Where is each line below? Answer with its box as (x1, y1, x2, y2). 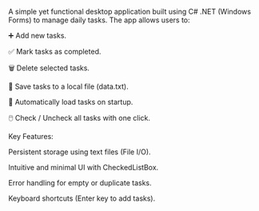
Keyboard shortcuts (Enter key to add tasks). (8, 193, 156, 203)
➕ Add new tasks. (8, 31, 66, 40)
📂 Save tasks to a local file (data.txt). (8, 82, 129, 91)
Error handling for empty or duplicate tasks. (8, 178, 152, 187)
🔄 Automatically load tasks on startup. (8, 98, 133, 106)
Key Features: (8, 132, 54, 141)
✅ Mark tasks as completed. (8, 47, 102, 56)
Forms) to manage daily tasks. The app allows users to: (8, 15, 190, 25)
